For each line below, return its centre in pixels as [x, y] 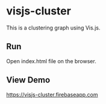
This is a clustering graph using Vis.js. [53, 28]
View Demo [28, 80]
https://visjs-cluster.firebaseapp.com [52, 94]
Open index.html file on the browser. [51, 61]
